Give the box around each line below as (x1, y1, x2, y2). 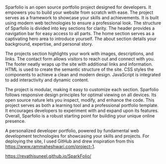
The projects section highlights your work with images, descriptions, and (5, 51, 154, 56)
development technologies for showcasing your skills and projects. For (5, 133, 150, 139)
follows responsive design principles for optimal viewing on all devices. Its (5, 92, 157, 98)
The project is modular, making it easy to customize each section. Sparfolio (5, 87, 159, 92)
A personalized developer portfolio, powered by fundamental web (5, 128, 139, 133)
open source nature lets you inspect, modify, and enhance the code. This (5, 97, 155, 103)
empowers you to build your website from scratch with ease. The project (5, 9, 154, 15)
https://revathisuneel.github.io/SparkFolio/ (5, 153, 92, 159)
